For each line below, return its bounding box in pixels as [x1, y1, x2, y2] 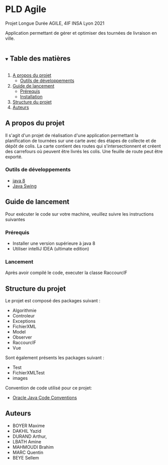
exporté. [5, 154, 23, 160]
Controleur [12, 313, 35, 319]
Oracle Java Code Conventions [12, 394, 77, 401]
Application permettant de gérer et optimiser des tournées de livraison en [5, 30, 157, 36]
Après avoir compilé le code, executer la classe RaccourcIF [5, 270, 127, 276]
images [12, 375, 28, 381]
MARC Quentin [12, 449, 44, 455]
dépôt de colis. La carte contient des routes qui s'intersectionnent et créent [5, 143, 161, 149]
